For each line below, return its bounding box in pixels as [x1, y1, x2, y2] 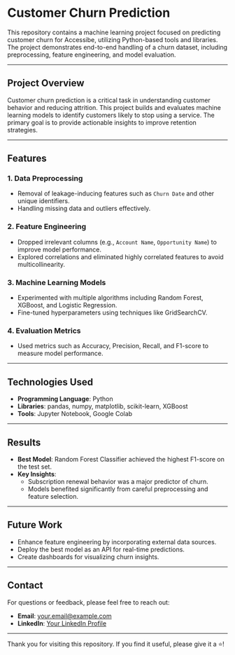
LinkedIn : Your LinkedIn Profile [17, 619, 107, 628]
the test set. [17, 462, 52, 471]
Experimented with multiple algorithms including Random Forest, [17, 294, 204, 302]
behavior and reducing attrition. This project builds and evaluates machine [7, 103, 222, 111]
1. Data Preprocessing [7, 174, 83, 184]
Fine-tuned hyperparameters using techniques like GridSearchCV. [17, 308, 208, 317]
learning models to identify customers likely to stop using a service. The [7, 111, 215, 119]
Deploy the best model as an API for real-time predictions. [17, 545, 185, 553]
